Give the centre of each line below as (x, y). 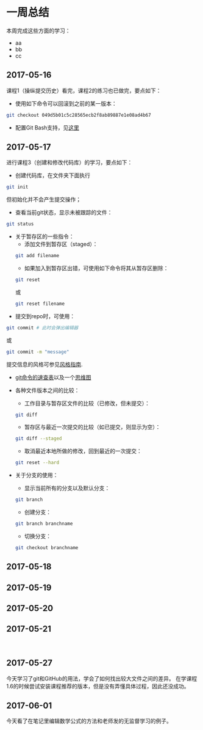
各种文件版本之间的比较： (47, 390)
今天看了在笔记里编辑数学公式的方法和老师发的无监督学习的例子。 (89, 721)
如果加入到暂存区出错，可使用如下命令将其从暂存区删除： (96, 268)
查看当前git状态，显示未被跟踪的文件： (64, 213)
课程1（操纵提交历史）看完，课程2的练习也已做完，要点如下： (84, 90)
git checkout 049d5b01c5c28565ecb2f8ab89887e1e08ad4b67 (79, 115)
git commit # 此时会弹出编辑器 (42, 327)
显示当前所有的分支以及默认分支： (67, 488)
